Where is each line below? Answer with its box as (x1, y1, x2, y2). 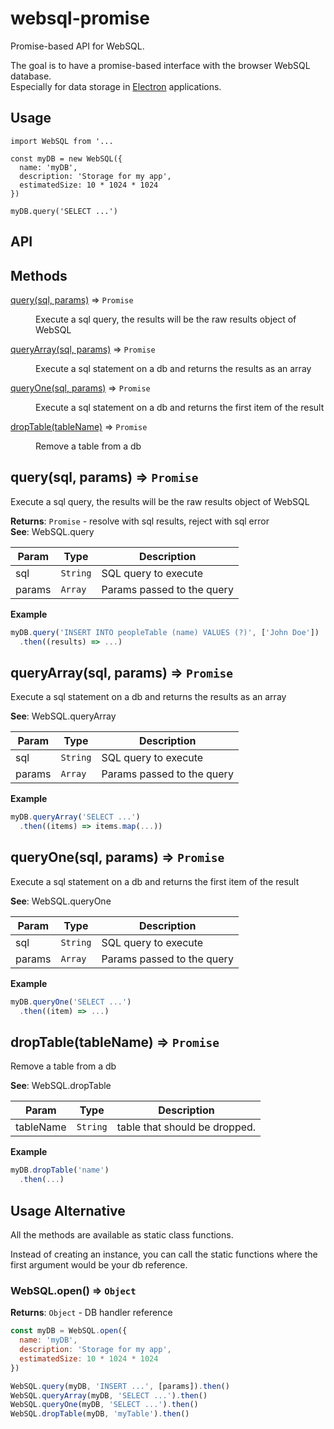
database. (10, 70, 52, 82)
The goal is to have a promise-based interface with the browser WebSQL (10, 59, 311, 71)
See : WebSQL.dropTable (10, 1080, 112, 1092)
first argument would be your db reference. (10, 1259, 188, 1271)
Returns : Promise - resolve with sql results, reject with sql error (10, 515, 270, 527)
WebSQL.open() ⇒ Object (10, 1283, 137, 1297)
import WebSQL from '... (10, 136, 114, 146)
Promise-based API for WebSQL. (10, 40, 145, 52)
